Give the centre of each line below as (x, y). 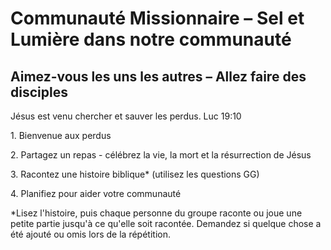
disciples (39, 92)
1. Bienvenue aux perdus (61, 135)
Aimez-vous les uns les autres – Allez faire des (158, 76)
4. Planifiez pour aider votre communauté (96, 193)
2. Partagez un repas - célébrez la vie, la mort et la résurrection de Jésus (161, 155)
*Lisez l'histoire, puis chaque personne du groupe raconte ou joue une (156, 213)
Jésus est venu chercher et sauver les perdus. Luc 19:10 (126, 116)
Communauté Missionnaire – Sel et (157, 18)
